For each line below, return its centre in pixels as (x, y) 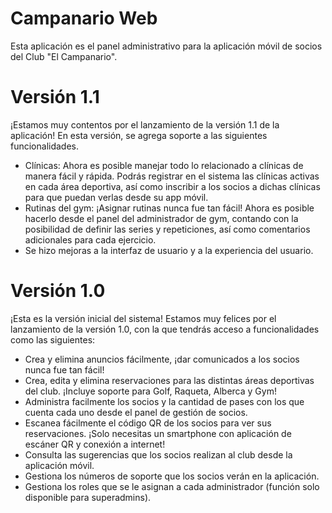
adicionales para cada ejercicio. (90, 239)
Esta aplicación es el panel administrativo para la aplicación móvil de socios (166, 46)
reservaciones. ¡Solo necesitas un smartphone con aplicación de (158, 433)
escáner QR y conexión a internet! (95, 444)
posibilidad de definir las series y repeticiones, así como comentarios (167, 229)
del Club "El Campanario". (64, 56)
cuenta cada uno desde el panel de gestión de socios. (136, 412)
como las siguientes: (53, 339)
